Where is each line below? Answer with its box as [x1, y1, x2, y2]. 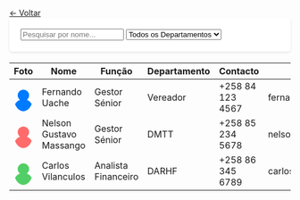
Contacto [218, 65, 260, 77]
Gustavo [41, 129, 78, 140]
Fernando [41, 86, 82, 97]
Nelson [41, 117, 72, 129]
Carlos [41, 160, 70, 171]
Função [100, 65, 133, 77]
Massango [41, 139, 87, 151]
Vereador [146, 91, 187, 104]
